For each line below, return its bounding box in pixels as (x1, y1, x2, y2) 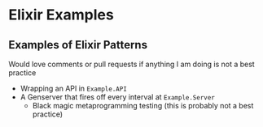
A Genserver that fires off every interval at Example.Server (20, 92, 216, 102)
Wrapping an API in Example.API (20, 83, 128, 93)
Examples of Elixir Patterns (8, 38, 148, 52)
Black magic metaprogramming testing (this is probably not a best (32, 101, 254, 110)
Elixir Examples (8, 6, 114, 24)
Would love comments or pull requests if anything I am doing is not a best (8, 59, 255, 69)
